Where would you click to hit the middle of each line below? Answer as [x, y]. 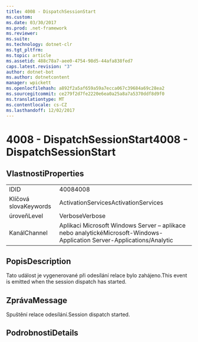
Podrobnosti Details [42, 333]
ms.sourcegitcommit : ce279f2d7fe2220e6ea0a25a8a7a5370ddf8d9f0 [85, 94]
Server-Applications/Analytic [133, 241]
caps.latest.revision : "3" [39, 66]
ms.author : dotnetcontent [38, 77]
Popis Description [39, 261]
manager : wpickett [29, 83]
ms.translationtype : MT [35, 99]
